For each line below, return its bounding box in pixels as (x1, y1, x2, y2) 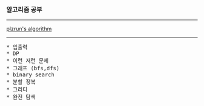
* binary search (6, 71, 55, 78)
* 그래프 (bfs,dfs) (6, 65, 59, 72)
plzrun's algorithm (6, 25, 52, 33)
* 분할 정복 (6, 79, 36, 85)
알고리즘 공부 (6, 5, 42, 13)
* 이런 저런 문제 (6, 58, 49, 64)
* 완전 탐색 (6, 94, 36, 101)
